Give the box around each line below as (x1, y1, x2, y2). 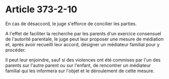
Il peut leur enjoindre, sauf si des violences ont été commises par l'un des (5, 56, 161, 63)
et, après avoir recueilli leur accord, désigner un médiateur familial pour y (5, 41, 160, 47)
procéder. (5, 47, 26, 53)
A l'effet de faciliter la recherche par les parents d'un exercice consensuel (5, 30, 161, 36)
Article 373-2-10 (5, 4, 78, 15)
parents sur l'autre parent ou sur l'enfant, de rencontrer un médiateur (5, 62, 151, 68)
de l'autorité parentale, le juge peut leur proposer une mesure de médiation (5, 36, 164, 42)
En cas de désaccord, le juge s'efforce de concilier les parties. (5, 21, 137, 27)
